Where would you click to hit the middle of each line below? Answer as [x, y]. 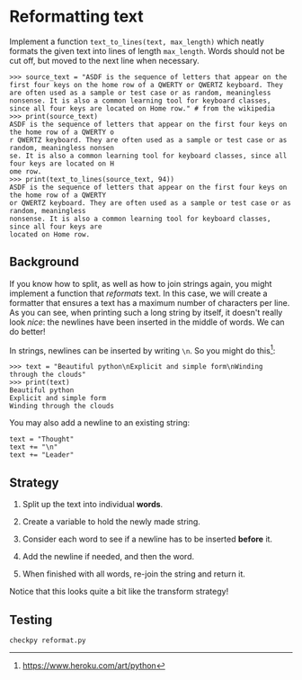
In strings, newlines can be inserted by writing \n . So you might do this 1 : [142, 350]
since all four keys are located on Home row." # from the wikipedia [142, 108]
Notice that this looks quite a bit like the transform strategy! [119, 592]
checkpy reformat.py [48, 640]
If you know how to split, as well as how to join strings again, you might [141, 283]
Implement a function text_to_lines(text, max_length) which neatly [137, 41]
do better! [28, 331]
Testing [31, 619]
